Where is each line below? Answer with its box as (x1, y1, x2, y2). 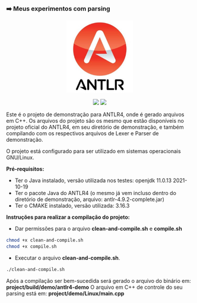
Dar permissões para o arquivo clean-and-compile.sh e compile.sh (14, 225, 182, 232)
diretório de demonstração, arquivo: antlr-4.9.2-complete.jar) (14, 196, 164, 203)
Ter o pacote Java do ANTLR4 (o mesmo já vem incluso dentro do (14, 189, 177, 196)
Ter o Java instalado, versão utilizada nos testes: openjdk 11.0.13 (14, 177, 172, 184)
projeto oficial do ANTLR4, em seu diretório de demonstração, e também (6, 123, 184, 130)
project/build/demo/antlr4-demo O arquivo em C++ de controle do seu (6, 283, 183, 291)
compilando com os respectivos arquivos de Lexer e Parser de (6, 129, 159, 137)
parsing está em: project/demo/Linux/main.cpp (6, 289, 125, 297)
